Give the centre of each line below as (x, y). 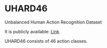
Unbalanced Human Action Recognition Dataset (53, 22)
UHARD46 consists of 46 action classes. (46, 41)
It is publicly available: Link (32, 31)
